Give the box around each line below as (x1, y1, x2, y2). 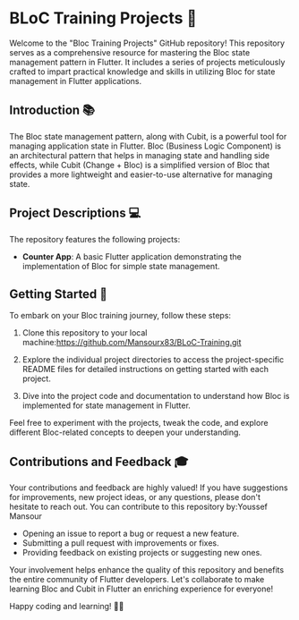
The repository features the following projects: (9, 234, 181, 244)
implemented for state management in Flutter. (21, 400, 191, 411)
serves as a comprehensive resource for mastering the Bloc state (9, 47, 251, 57)
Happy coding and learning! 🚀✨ (9, 601, 124, 612)
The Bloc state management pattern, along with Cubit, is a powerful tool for (9, 131, 287, 141)
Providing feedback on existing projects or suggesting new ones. (21, 548, 262, 558)
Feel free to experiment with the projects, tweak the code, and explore (9, 418, 269, 429)
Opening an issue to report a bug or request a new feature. (21, 528, 240, 539)
